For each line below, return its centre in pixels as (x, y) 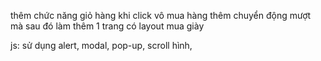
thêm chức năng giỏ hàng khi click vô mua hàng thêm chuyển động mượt (161, 15)
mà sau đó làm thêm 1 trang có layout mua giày (107, 26)
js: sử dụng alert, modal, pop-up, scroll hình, (101, 45)
